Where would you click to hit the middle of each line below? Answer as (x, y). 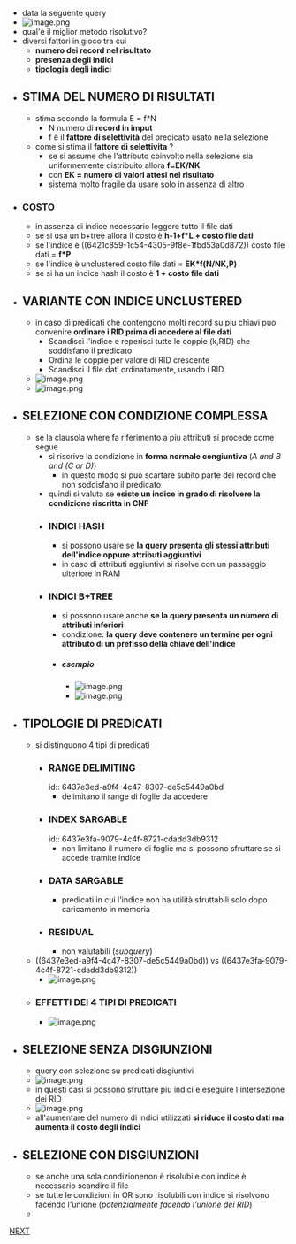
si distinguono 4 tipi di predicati (92, 745)
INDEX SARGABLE (88, 819)
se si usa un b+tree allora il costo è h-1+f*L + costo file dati (144, 236)
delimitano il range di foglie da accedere (135, 796)
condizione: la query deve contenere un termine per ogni (167, 634)
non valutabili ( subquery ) (107, 951)
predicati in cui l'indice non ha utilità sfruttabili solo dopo (164, 900)
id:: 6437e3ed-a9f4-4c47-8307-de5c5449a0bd (136, 787)
